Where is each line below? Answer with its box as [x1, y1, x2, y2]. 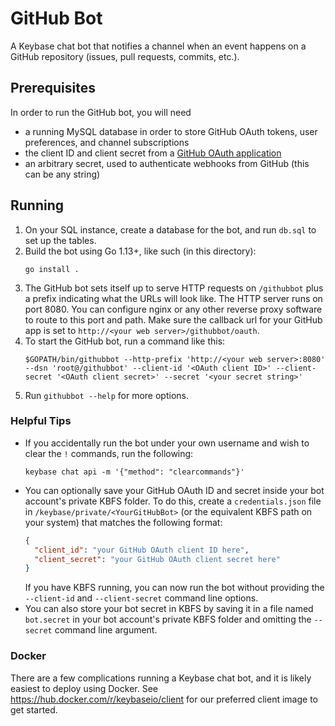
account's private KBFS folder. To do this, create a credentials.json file [24, 495, 322, 507]
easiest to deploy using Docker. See [10, 682, 158, 694]
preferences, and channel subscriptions [24, 136, 190, 148]
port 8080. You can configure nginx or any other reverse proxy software [24, 303, 323, 315]
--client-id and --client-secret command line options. [24, 592, 259, 604]
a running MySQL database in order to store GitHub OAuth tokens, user [24, 125, 318, 137]
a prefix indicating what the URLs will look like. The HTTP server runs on [24, 292, 323, 304]
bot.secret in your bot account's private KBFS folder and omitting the [24, 613, 312, 626]
